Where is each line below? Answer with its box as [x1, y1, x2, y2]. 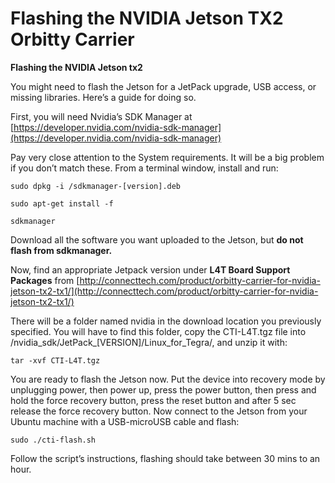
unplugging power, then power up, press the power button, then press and [10, 383, 317, 396]
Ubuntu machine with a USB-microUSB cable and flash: [10, 415, 240, 427]
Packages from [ [10, 274, 80, 286]
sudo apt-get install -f [10, 198, 114, 209]
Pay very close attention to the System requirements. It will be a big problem [10, 151, 325, 163]
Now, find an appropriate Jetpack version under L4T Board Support [10, 263, 291, 276]
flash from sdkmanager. [10, 244, 113, 256]
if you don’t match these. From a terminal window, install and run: [10, 162, 279, 174]
